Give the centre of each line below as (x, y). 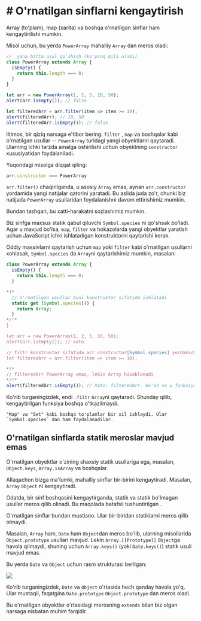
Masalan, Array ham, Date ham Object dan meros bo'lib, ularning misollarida (99, 533)
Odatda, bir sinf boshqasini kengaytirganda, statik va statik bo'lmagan (92, 497)
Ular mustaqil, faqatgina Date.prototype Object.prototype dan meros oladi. (98, 593)
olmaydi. (17, 522)
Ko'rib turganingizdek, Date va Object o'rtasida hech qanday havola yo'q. (96, 587)
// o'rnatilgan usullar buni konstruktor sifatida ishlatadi (89, 297)
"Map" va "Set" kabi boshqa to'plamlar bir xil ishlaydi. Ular (87, 415)
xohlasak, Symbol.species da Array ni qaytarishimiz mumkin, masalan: (91, 254)
